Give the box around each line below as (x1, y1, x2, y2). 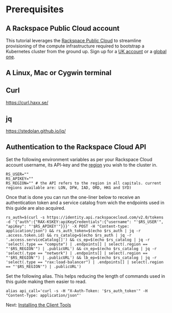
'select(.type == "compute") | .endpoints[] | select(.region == (6, 241, 148, 247)
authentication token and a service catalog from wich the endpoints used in (6, 199, 165, 206)
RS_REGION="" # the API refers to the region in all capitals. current (6, 181, 161, 186)
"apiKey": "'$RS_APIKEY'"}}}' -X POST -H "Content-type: (6, 223, 130, 229)
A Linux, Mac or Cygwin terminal (6, 69, 112, 77)
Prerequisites (6, 4, 64, 15)
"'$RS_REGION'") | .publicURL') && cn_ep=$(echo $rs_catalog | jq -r (6, 246, 157, 251)
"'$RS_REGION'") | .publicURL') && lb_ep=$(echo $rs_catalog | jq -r (6, 255, 157, 260)
